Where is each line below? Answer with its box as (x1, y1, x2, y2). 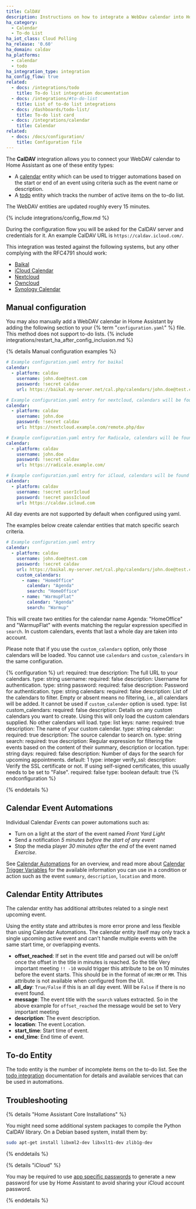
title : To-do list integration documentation (16, 90, 129, 96)
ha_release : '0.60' (6, 42, 54, 47)
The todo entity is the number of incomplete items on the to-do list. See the (6, 1066, 187, 1073)
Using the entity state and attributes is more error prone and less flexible (6, 923, 181, 930)
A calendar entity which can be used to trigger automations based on (14, 173, 181, 180)
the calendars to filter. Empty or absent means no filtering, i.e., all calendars (6, 694, 188, 701)
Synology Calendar (14, 285, 61, 293)
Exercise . (14, 848, 37, 855)
